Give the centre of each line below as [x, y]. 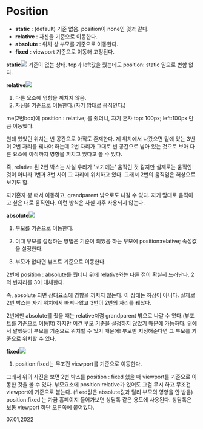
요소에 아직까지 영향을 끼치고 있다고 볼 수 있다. [68, 154]
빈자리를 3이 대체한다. [38, 282]
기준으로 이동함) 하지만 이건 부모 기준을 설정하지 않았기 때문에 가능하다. [101, 323]
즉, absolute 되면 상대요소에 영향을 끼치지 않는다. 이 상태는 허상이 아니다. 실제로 [101, 295]
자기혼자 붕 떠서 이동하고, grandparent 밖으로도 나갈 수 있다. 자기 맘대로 [92, 195]
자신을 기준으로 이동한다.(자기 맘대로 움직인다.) [70, 105]
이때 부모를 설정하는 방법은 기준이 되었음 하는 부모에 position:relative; [98, 241]
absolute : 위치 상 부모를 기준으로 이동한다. [67, 44]
